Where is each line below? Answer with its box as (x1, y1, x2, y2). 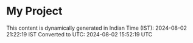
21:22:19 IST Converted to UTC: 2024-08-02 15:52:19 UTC (6, 30, 153, 38)
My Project (6, 4, 63, 18)
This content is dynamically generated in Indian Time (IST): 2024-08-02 (6, 24, 188, 31)
